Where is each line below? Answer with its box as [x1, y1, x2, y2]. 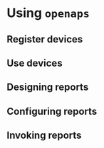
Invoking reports [6, 130, 82, 142]
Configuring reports [6, 105, 98, 118]
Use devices [6, 57, 63, 69]
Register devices [6, 33, 83, 45]
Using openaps [6, 5, 90, 21]
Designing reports [6, 81, 89, 93]
